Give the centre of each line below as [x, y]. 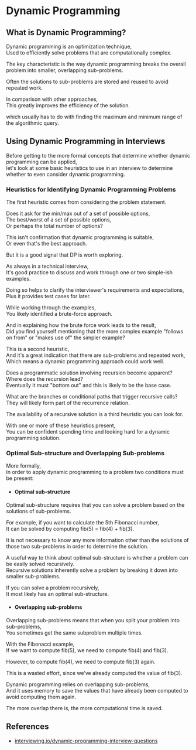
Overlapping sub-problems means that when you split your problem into [93, 620]
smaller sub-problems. [33, 576]
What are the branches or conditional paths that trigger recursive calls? [92, 397]
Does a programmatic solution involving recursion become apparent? [89, 373]
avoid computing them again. [41, 697]
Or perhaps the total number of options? [55, 226]
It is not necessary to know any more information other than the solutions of [97, 540]
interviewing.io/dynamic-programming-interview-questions [86, 741]
